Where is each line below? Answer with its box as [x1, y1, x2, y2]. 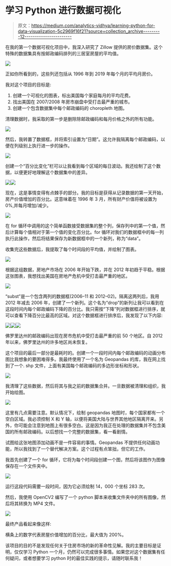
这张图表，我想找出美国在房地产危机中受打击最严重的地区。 [5, 273, 130, 279]
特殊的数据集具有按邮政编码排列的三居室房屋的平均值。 [5, 50, 121, 56]
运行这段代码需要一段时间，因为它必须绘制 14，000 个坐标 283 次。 [5, 483, 148, 489]
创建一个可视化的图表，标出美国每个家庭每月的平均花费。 [12, 92, 133, 98]
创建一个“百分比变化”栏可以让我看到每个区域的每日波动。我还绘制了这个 [5, 163, 157, 169]
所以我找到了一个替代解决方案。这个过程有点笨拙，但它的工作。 [14, 445, 148, 452]
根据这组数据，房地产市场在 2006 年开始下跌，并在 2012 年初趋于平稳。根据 [5, 266, 165, 273]
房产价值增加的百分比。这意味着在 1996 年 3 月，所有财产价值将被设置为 [5, 196, 157, 202]
